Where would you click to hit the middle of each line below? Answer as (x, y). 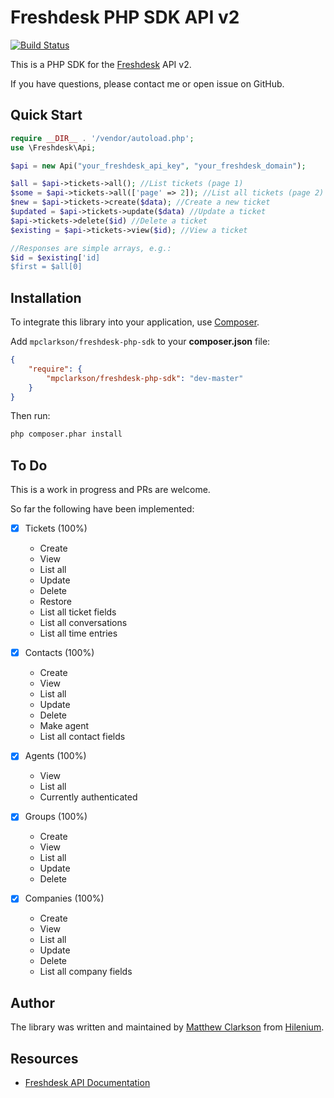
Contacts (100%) (59, 653)
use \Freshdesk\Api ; (53, 147)
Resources (44, 1058)
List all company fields (86, 972)
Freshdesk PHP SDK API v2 (125, 17)
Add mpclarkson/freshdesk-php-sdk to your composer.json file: (140, 342)
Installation (46, 297)
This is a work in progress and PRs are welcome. (110, 490)
